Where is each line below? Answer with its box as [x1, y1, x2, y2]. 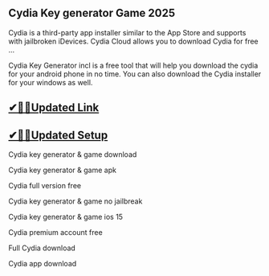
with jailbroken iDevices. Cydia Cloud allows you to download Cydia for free [8, 36, 259, 46]
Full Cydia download [8, 243, 76, 253]
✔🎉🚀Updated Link [8, 101, 100, 115]
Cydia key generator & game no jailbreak [8, 196, 143, 206]
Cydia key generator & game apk [8, 165, 116, 175]
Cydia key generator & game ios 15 [8, 212, 123, 222]
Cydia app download [8, 259, 77, 269]
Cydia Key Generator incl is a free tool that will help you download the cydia [8, 60, 259, 70]
